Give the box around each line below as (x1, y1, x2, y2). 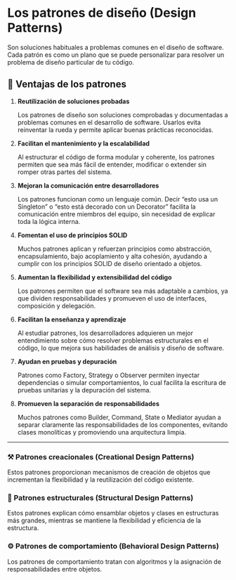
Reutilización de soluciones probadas (17, 97, 130, 105)
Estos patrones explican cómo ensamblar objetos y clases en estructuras (7, 509, 219, 518)
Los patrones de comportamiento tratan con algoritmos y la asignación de (7, 557, 221, 566)
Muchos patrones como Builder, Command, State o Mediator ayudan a (17, 413, 221, 421)
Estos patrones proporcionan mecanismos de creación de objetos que (7, 468, 211, 477)
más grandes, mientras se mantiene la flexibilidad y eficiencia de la (7, 516, 202, 525)
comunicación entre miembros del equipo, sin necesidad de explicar (17, 209, 216, 218)
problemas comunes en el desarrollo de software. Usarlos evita (17, 118, 202, 126)
